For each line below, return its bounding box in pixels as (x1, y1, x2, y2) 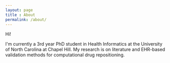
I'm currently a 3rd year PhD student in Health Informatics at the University (5, 41, 162, 47)
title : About (5, 12, 36, 17)
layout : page (5, 7, 33, 13)
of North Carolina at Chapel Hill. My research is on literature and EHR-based (5, 47, 165, 53)
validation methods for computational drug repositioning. (5, 52, 125, 58)
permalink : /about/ (5, 17, 47, 22)
